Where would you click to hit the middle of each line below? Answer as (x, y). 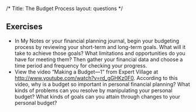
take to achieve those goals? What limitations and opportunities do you (100, 53)
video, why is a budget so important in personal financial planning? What (102, 84)
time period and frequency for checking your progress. (81, 65)
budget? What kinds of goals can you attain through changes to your (97, 96)
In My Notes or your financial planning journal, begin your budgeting (97, 41)
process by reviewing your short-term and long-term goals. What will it (100, 47)
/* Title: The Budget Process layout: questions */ (64, 8)
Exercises (24, 27)
